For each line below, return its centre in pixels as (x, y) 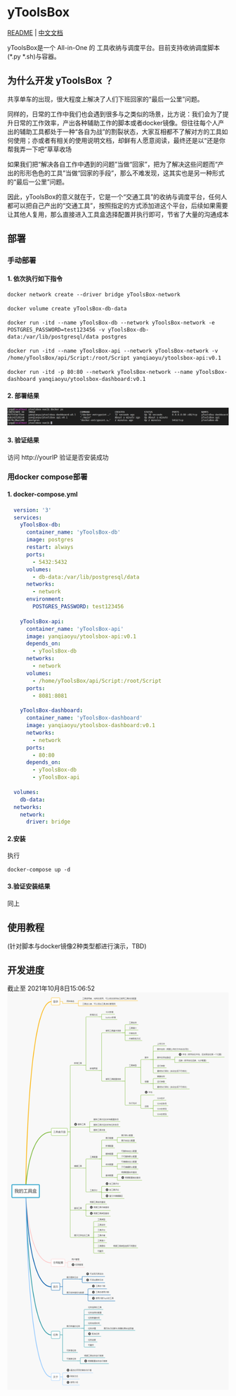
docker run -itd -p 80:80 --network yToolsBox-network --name (100, 372)
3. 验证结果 (24, 440)
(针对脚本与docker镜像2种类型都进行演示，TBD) (77, 946)
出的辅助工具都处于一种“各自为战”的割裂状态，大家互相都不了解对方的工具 (115, 132)
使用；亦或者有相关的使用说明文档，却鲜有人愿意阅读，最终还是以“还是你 (119, 140)
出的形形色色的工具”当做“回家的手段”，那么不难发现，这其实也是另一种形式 (116, 172)
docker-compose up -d (39, 870)
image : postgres (50, 540)
